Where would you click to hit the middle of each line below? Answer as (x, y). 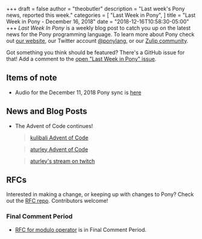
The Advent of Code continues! (54, 126)
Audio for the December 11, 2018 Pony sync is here (78, 92)
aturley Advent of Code (59, 149)
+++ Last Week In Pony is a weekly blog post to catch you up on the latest (99, 28)
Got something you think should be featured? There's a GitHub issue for (96, 53)
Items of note (32, 78)
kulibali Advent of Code (59, 138)
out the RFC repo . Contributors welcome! (57, 201)
